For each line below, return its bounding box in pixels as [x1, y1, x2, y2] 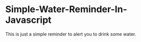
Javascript [5, 14, 52, 26]
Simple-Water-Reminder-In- [5, 4, 128, 15]
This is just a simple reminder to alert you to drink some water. [5, 31, 136, 37]
